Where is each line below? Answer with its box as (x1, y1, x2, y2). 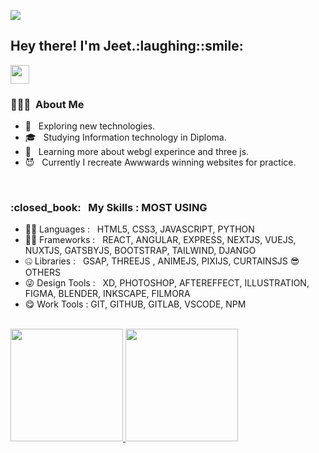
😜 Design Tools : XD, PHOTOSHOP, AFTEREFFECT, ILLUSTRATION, (24, 277, 310, 289)
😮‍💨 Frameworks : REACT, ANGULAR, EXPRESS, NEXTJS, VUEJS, (24, 234, 297, 246)
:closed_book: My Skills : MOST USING (10, 201, 208, 215)
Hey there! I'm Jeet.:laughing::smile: (10, 38, 244, 55)
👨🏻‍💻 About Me (10, 97, 85, 111)
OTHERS (24, 266, 61, 279)
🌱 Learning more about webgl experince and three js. (24, 146, 250, 158)
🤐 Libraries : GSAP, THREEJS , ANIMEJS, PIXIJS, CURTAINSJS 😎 (24, 255, 300, 267)
